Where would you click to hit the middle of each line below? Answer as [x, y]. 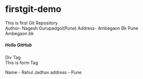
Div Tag [13, 57]
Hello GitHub [19, 45]
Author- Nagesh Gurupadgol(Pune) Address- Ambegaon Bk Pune [72, 28]
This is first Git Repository [31, 23]
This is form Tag [22, 63]
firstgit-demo [33, 9]
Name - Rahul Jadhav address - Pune [43, 72]
